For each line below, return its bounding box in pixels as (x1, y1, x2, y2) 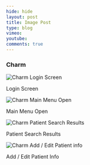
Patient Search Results (6, 130, 61, 137)
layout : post (6, 14, 38, 20)
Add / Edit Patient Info (6, 153, 59, 160)
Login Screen (6, 85, 39, 92)
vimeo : (6, 30, 22, 36)
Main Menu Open (6, 108, 48, 115)
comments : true (6, 42, 44, 47)
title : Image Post (6, 19, 51, 25)
